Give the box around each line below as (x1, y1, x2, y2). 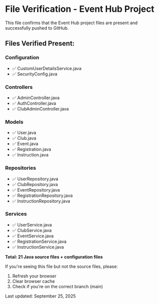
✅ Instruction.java (12, 152, 49, 158)
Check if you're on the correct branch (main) (12, 283, 103, 289)
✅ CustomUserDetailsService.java (12, 65, 82, 71)
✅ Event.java (12, 141, 38, 147)
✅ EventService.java (12, 233, 54, 239)
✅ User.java (12, 130, 36, 136)
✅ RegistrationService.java (12, 238, 67, 244)
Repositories (5, 164, 36, 171)
